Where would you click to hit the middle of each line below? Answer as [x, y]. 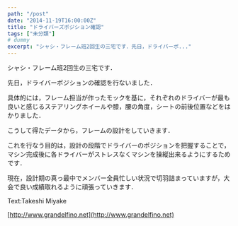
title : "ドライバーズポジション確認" [56, 27]
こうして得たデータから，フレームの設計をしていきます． [91, 130]
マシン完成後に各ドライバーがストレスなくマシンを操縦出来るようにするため [119, 154]
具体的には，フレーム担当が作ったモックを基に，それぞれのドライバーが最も [119, 97]
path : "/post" [28, 14]
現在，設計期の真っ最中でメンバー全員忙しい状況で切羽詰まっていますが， [115, 178]
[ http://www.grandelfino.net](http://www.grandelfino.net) [91, 215]
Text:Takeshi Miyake [37, 201]
